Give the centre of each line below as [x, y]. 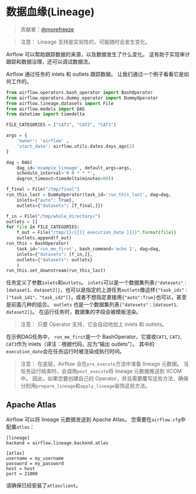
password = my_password [35, 464]
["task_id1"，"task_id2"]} [39, 298]
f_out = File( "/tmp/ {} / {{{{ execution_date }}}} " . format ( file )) [97, 233]
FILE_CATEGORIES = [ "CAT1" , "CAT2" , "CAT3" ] [61, 125]
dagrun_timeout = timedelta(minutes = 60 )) [65, 179]
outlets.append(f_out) [44, 238]
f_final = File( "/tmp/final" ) [43, 189]
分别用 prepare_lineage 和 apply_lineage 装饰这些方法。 [85, 386]
